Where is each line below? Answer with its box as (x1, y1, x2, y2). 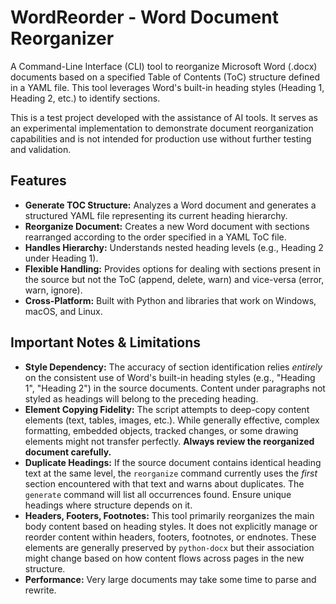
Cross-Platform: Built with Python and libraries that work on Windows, (24, 294, 317, 306)
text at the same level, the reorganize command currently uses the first (24, 467, 318, 479)
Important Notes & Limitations (10, 334, 202, 351)
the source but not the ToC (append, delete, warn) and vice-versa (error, (24, 273, 325, 285)
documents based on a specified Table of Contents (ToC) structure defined (10, 71, 321, 83)
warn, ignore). (24, 284, 83, 296)
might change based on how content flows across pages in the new (24, 552, 305, 564)
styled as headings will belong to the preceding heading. (24, 392, 259, 405)
